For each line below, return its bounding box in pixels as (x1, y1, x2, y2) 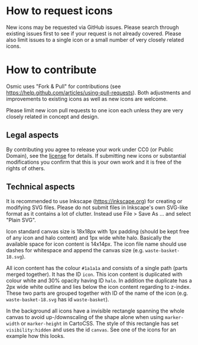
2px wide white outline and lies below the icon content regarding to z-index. (6, 283, 191, 290)
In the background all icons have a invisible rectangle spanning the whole (6, 307, 185, 314)
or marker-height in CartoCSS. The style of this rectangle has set (20, 320, 179, 327)
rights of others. (6, 164, 46, 172)
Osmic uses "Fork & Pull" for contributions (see (6, 83, 121, 90)
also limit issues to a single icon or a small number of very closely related (6, 36, 184, 43)
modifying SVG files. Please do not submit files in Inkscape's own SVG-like (6, 204, 188, 211)
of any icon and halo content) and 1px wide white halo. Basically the (6, 234, 171, 241)
